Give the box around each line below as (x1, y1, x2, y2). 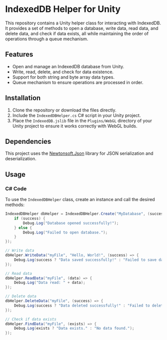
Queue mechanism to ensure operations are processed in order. (12, 79, 144, 85)
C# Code (5, 185, 27, 192)
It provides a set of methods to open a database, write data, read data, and (5, 25, 159, 31)
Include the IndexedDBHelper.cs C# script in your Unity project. (12, 112, 141, 118)
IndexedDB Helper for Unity (5, 3, 121, 15)
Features (5, 50, 33, 59)
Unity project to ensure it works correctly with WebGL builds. (12, 123, 138, 129)
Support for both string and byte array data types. (12, 74, 115, 80)
